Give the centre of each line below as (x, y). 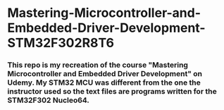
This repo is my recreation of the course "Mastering (98, 65)
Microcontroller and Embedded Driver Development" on (105, 74)
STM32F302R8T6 (61, 43)
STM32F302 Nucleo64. (49, 100)
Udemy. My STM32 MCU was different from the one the (104, 82)
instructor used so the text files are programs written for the (112, 92)
